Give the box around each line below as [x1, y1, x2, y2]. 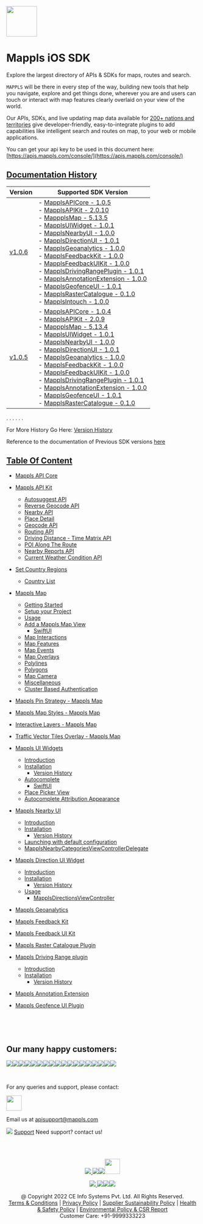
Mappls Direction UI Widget [15, 856, 85, 864]
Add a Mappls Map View [24, 620, 86, 628]
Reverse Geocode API [24, 502, 80, 509]
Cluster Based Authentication [24, 685, 98, 692]
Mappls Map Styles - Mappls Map [15, 709, 101, 716]
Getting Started [24, 601, 63, 608]
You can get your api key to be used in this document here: [6, 145, 154, 152]
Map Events [24, 646, 54, 654]
